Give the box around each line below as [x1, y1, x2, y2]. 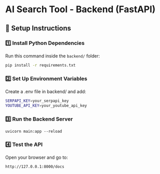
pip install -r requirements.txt [5, 63, 76, 68]
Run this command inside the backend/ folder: [5, 52, 100, 59]
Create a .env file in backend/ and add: [5, 89, 87, 95]
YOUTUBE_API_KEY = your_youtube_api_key [5, 103, 87, 108]
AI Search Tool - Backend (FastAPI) [5, 4, 156, 15]
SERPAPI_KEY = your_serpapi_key [5, 98, 69, 104]
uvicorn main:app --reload [5, 129, 62, 134]
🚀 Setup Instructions [5, 24, 71, 33]
